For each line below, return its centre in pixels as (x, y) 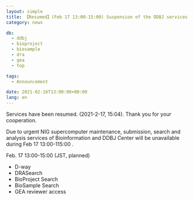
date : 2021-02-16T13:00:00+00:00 (47, 92)
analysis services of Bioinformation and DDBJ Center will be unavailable (93, 138)
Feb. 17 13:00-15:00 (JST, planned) (48, 155)
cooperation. (21, 120)
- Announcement (30, 82)
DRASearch (28, 173)
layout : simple (25, 11)
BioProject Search (36, 179)
